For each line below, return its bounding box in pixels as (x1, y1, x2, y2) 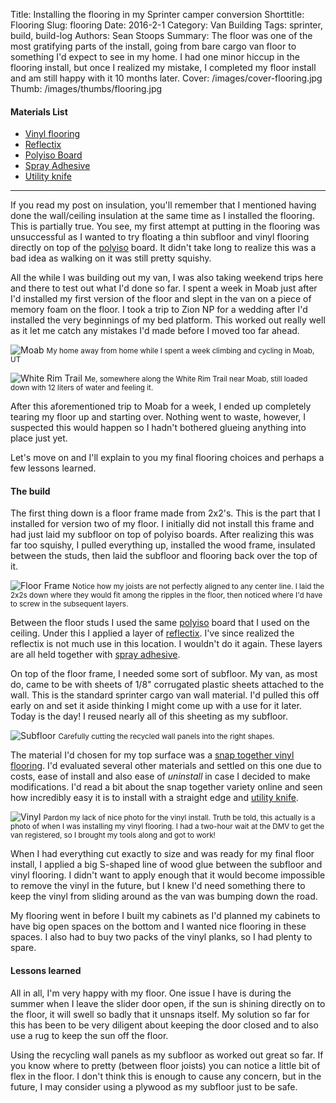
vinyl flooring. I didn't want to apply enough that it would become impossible (10, 869, 326, 881)
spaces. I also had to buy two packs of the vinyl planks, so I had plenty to (10, 931, 313, 943)
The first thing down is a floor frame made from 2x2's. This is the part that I (10, 507, 321, 519)
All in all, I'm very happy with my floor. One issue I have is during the (10, 987, 292, 999)
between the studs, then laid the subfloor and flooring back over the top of (10, 550, 318, 562)
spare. (10, 942, 37, 954)
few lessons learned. (10, 462, 97, 474)
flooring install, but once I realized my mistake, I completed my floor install (10, 62, 317, 73)
